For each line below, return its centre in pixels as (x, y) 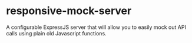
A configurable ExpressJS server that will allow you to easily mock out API (96, 27)
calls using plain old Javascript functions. (57, 33)
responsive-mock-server (69, 11)
